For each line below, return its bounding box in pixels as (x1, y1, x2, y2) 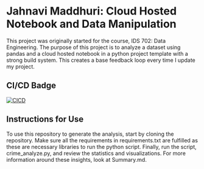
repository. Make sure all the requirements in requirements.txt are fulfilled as (6, 136, 198, 144)
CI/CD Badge (6, 81, 57, 91)
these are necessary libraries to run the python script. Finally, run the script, (6, 143, 197, 150)
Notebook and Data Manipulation (6, 17, 177, 31)
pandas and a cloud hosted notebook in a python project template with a (6, 50, 189, 57)
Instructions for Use (6, 114, 84, 125)
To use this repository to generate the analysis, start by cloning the (6, 130, 175, 138)
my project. (6, 62, 35, 70)
